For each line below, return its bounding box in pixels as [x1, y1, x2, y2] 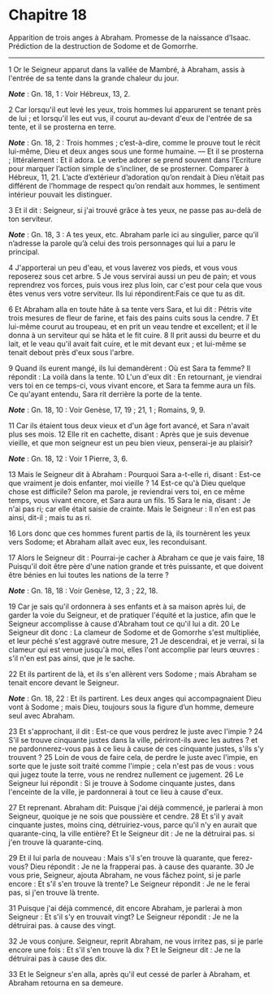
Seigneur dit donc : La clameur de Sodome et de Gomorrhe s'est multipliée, [8, 627, 262, 637]
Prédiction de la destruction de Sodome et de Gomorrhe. [8, 41, 199, 50]
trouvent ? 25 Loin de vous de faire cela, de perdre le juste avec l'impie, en [8, 752, 258, 762]
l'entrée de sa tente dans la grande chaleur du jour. [8, 73, 180, 83]
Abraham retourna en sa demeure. [8, 978, 123, 987]
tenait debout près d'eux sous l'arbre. [8, 347, 134, 357]
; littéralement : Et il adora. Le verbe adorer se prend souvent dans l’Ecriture [8, 154, 262, 164]
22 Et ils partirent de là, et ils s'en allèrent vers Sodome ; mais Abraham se [8, 669, 258, 679]
